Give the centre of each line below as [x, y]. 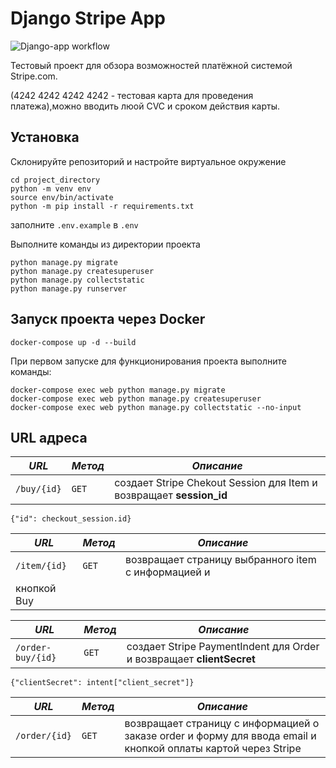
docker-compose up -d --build [73, 342]
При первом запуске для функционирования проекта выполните [148, 361]
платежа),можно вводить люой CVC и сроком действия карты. [145, 106]
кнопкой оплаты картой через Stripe [213, 749]
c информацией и [167, 572]
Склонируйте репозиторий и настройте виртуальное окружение [148, 161]
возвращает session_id [171, 495]
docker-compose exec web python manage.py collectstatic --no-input [156, 407]
